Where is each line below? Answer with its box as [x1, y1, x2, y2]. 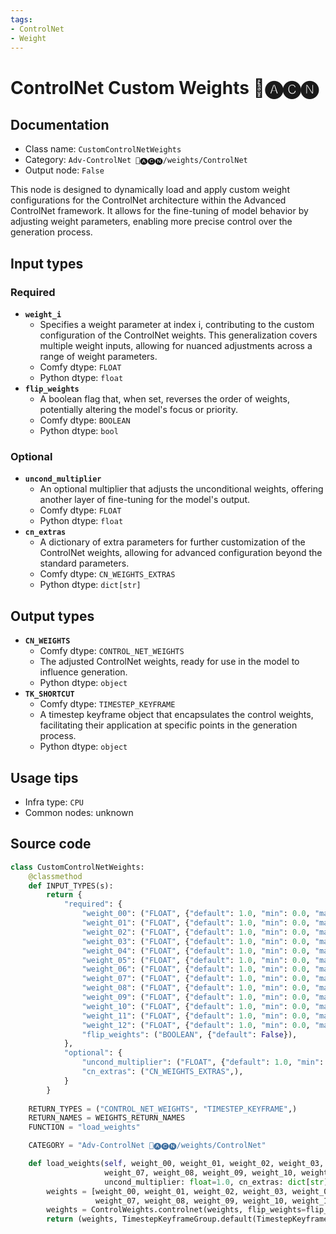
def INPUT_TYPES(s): [28, 881, 114, 891]
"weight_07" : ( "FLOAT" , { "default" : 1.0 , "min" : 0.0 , [81, 974, 311, 984]
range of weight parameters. [39, 351, 158, 363]
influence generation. [39, 666, 128, 678]
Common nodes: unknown [24, 806, 134, 818]
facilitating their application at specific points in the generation [39, 719, 298, 731]
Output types [10, 607, 95, 625]
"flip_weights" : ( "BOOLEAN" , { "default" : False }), [81, 1029, 298, 1040]
